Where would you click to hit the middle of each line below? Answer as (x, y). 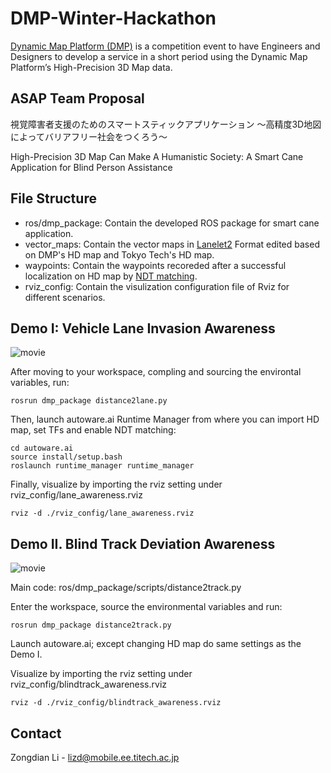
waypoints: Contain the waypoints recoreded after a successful (155, 265)
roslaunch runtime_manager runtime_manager (102, 466)
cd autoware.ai (42, 448)
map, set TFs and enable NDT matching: (93, 430)
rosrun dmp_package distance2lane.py (89, 401)
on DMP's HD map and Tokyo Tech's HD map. (119, 254)
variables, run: (40, 383)
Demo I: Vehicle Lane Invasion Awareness (143, 328)
